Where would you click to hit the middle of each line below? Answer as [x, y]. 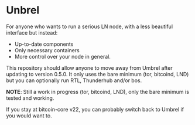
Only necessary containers [47, 50]
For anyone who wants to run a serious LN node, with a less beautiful [90, 26]
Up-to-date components [44, 44]
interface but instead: [32, 32]
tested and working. [30, 98]
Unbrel [23, 10]
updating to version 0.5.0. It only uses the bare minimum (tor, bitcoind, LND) [97, 74]
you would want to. [29, 116]
